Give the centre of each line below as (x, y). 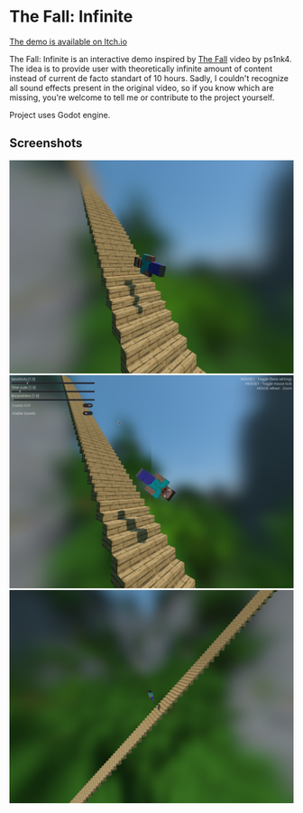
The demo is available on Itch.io (69, 42)
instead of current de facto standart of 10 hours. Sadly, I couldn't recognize (149, 78)
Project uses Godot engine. (60, 115)
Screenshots (46, 143)
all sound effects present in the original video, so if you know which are (142, 88)
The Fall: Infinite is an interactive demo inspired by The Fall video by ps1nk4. (151, 59)
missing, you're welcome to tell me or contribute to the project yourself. (142, 97)
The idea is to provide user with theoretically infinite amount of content (141, 69)
